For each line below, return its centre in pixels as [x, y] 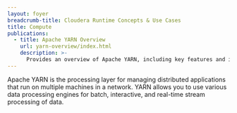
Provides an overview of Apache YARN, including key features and [126, 60]
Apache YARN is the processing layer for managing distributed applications [116, 79]
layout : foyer [28, 14]
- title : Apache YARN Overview [60, 40]
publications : [28, 33]
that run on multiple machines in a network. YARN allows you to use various [117, 87]
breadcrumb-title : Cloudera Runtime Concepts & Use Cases [94, 20]
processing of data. [36, 102]
